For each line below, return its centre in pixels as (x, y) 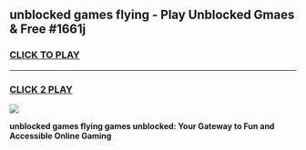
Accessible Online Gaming (61, 135)
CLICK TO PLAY (45, 55)
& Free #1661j (48, 30)
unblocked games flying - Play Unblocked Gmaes (152, 15)
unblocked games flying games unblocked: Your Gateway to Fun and (142, 125)
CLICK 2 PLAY (41, 89)
